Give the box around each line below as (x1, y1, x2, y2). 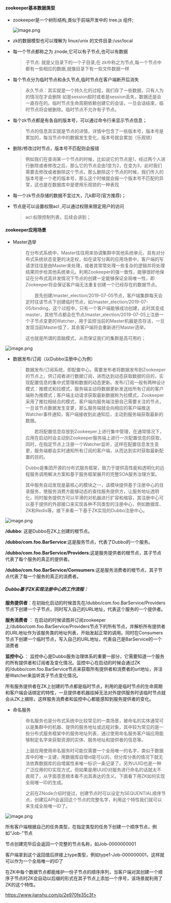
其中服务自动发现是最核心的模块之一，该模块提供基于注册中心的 (25, 482, 159, 488)
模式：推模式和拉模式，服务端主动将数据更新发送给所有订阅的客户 (25, 386, 164, 392)
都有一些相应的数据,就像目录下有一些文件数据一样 (25, 66, 130, 72)
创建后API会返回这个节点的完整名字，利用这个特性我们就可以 (34, 796, 162, 803)
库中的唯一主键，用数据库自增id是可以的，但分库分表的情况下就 (25, 754, 159, 760)
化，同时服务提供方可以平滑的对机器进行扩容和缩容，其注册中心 (25, 495, 159, 501)
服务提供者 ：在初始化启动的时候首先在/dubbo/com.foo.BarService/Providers (5, 600, 165, 606)
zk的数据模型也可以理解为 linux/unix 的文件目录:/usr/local (12, 38, 133, 44)
